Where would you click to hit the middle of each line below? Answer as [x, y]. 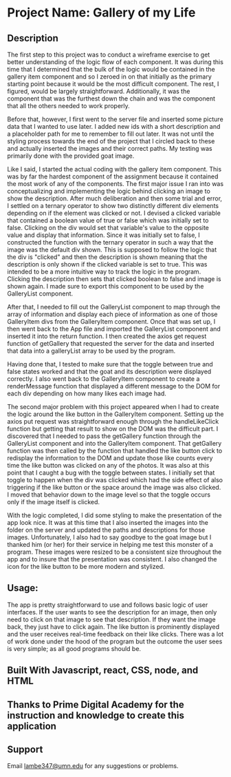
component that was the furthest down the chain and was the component [111, 99]
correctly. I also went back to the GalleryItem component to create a [103, 379]
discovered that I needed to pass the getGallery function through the [104, 436]
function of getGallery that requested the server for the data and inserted [111, 343]
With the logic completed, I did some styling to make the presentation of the [114, 515]
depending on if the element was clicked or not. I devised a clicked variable [114, 213]
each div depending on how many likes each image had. [87, 393]
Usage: [23, 588]
